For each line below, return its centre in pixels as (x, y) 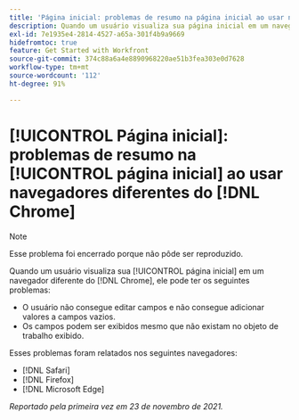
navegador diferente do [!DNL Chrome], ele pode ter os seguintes (129, 280)
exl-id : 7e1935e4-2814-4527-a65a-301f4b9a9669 (97, 34)
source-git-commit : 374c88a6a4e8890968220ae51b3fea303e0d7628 (127, 59)
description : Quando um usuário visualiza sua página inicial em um (139, 26)
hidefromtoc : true (43, 42)
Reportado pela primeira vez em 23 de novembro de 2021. (117, 406)
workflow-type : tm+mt (49, 68)
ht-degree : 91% (37, 84)
